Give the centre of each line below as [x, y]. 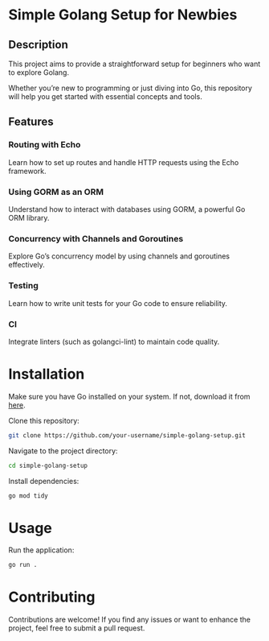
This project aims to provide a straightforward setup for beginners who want [134, 64]
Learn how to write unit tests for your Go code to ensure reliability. [118, 303]
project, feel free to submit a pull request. [77, 628]
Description [38, 45]
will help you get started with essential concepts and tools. [105, 97]
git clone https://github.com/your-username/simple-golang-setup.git [127, 435]
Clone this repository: [44, 420]
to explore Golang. [39, 72]
